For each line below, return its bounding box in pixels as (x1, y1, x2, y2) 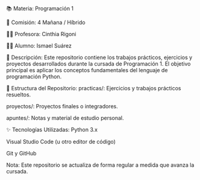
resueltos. (6, 91, 31, 98)
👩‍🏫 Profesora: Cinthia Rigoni (6, 31, 77, 37)
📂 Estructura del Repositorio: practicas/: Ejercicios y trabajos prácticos (6, 85, 181, 92)
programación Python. (6, 73, 62, 80)
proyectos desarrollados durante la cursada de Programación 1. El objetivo (6, 60, 191, 67)
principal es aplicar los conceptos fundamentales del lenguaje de (6, 67, 168, 73)
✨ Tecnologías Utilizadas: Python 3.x (6, 126, 98, 133)
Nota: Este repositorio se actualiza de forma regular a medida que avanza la (6, 161, 195, 169)
